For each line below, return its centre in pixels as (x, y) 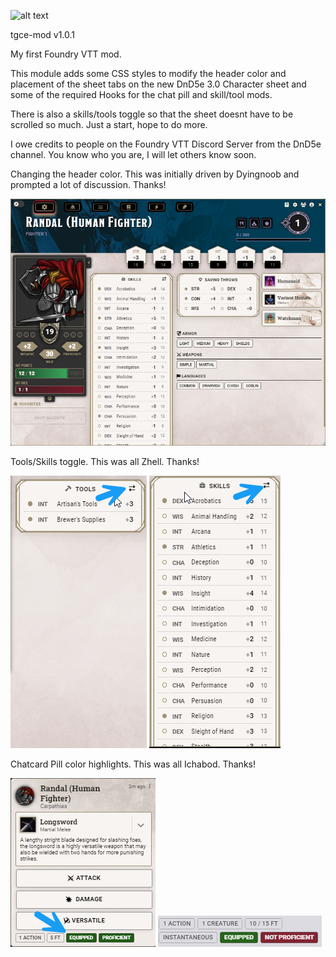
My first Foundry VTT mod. (66, 54)
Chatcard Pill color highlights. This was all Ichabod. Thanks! (133, 764)
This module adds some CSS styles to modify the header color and (148, 73)
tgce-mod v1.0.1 (43, 34)
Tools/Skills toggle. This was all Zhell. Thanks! (105, 461)
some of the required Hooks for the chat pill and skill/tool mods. (141, 94)
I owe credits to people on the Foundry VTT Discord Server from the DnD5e (166, 144)
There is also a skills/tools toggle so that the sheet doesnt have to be (152, 114)
